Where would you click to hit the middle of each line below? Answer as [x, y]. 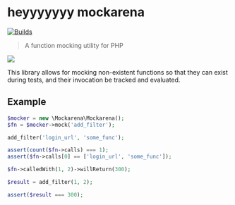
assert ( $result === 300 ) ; [45, 194]
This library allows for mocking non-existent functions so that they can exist [117, 72]
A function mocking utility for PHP [74, 45]
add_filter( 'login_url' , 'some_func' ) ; [66, 137]
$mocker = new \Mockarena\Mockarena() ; [66, 118]
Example [27, 102]
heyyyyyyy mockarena [76, 12]
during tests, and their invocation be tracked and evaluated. [94, 80]
